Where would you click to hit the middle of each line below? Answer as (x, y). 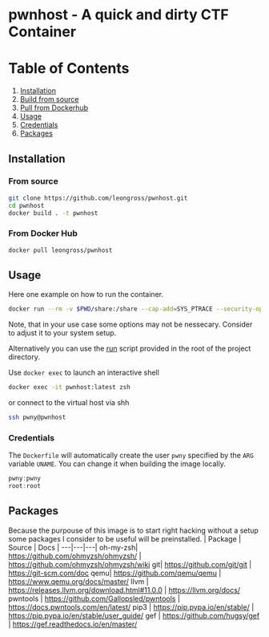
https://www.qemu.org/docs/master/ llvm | (79, 581)
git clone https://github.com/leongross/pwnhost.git (98, 198)
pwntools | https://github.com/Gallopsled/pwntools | (94, 598)
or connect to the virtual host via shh (69, 403)
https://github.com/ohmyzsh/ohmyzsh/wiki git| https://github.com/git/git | (130, 564)
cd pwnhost (26, 205)
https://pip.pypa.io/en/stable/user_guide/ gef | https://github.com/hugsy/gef (134, 615)
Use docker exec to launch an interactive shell (84, 373)
